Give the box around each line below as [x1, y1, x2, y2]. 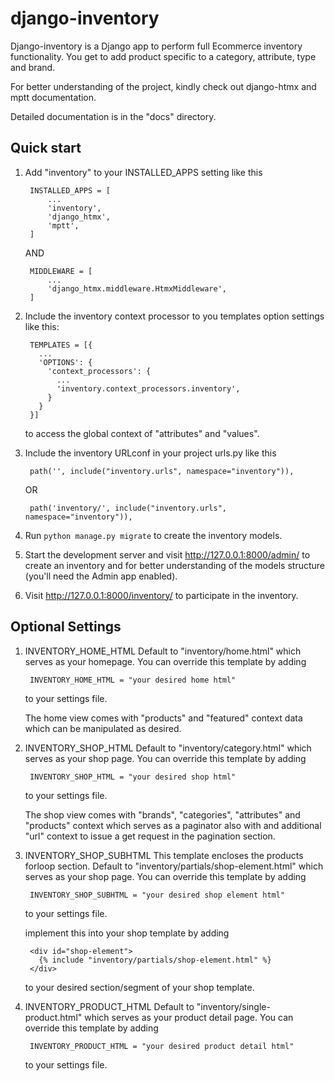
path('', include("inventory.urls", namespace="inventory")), [29, 466, 295, 476]
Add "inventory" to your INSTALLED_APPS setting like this [24, 166, 263, 178]
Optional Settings [10, 618, 122, 636]
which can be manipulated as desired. [24, 722, 182, 734]
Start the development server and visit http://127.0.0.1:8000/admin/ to [24, 548, 311, 561]
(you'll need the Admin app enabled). [24, 570, 178, 582]
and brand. [10, 61, 56, 73]
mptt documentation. [10, 91, 97, 103]
